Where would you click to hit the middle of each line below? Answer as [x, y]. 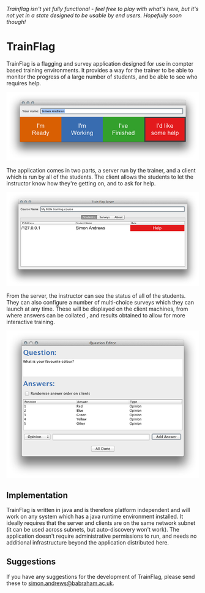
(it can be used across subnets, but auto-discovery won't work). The [93, 530]
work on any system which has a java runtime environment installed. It [95, 517]
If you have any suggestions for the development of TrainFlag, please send [101, 576]
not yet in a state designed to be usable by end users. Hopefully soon [94, 15]
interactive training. [31, 322]
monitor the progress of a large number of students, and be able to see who [102, 77]
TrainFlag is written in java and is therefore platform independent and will [98, 510]
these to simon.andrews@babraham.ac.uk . [60, 583]
